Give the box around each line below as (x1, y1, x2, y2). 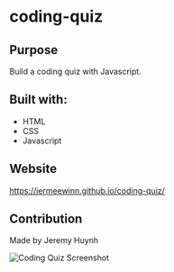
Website (9, 161, 57, 177)
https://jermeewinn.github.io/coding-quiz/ (9, 185, 165, 195)
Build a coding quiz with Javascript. (9, 66, 142, 77)
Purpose (9, 42, 59, 58)
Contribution (9, 212, 83, 227)
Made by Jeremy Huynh (9, 235, 99, 246)
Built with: (9, 92, 68, 107)
